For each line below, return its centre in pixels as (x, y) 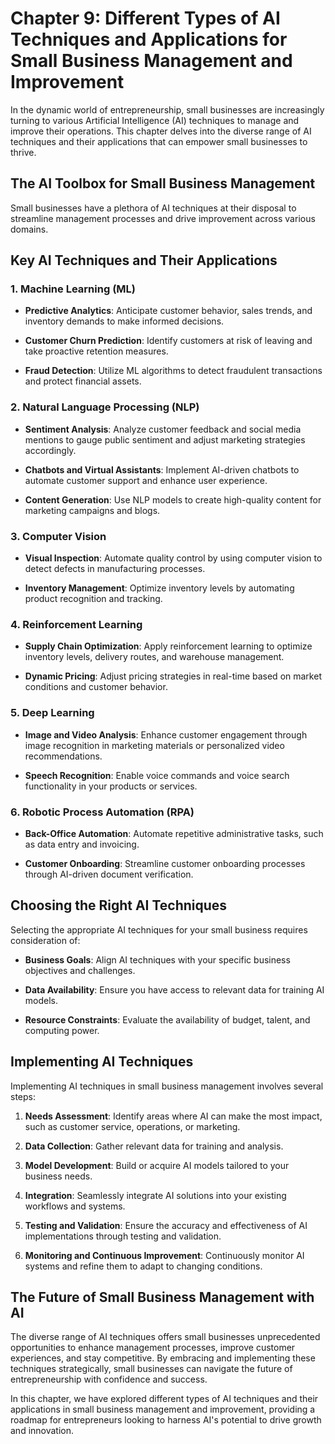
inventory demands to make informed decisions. (124, 321)
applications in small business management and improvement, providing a (163, 1409)
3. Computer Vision (58, 536)
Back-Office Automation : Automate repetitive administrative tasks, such (174, 833)
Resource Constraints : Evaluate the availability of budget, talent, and (167, 1019)
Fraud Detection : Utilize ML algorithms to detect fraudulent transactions (173, 371)
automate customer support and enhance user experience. (146, 480)
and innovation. (42, 1431)
